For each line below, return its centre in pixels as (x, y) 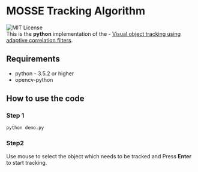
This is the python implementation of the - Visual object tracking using (94, 33)
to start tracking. (27, 162)
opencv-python (34, 79)
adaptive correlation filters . (40, 40)
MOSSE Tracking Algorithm (76, 11)
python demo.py (25, 128)
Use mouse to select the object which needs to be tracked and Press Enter (99, 156)
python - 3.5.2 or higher (44, 73)
